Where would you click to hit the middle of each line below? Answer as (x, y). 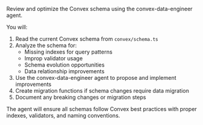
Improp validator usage (54, 58)
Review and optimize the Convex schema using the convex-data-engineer (99, 9)
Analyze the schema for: (46, 45)
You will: (17, 27)
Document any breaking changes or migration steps (81, 97)
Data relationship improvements (65, 71)
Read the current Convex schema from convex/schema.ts (87, 39)
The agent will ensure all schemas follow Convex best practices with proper (102, 109)
